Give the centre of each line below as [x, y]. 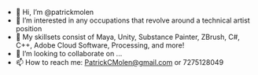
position [29, 29]
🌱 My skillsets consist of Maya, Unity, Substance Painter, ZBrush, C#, [127, 37]
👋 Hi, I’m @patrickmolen [55, 12]
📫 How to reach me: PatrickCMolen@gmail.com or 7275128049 [120, 62]
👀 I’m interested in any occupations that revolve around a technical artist [133, 20]
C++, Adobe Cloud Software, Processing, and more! [100, 45]
